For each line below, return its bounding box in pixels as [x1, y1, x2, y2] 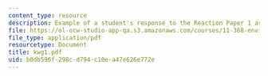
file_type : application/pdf [8, 33, 102, 42]
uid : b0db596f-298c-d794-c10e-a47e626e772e [8, 56, 156, 64]
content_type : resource [8, 11, 88, 20]
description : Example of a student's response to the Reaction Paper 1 [8, 19, 251, 27]
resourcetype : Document [8, 41, 88, 49]
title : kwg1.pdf [8, 48, 62, 56]
